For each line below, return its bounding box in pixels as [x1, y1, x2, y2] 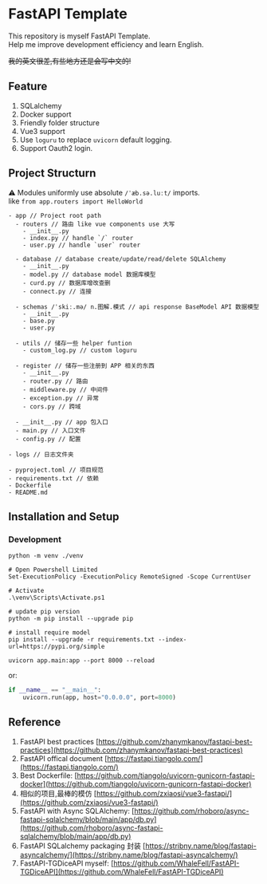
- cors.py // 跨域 [22, 402, 81, 411]
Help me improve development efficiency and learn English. [8, 39, 205, 49]
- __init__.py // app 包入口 [15, 418, 109, 426]
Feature [8, 80, 48, 93]
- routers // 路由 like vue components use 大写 [15, 220, 175, 228]
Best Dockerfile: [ [19, 771, 77, 780]
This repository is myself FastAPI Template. [8, 31, 151, 41]
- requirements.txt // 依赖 [8, 474, 100, 483]
